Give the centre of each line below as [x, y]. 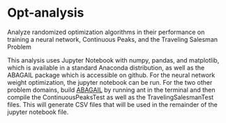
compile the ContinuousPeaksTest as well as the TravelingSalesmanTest [111, 97]
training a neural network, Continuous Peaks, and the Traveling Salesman [113, 39]
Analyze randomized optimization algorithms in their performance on [106, 32]
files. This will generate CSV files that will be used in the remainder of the [113, 104]
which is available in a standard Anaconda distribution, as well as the [106, 67]
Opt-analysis [46, 13]
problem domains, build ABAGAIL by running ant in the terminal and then [111, 90]
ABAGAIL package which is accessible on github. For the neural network [111, 75]
